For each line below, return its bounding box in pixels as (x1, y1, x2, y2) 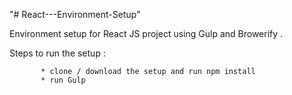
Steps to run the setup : (9, 47, 106, 59)
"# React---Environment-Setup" (9, 9, 141, 20)
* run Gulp (40, 75, 86, 85)
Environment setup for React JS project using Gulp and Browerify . (9, 28, 284, 39)
